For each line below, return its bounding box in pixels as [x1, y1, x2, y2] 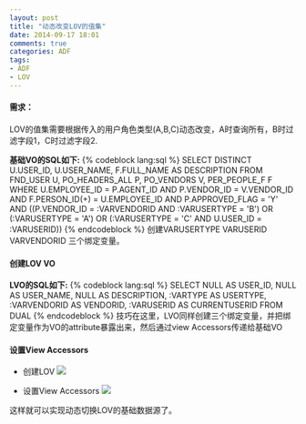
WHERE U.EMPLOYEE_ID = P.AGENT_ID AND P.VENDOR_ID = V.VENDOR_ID [9, 184, 294, 195]
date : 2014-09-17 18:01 [9, 30, 100, 39]
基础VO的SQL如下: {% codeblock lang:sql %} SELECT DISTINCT [9, 154, 252, 165]
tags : [9, 56, 30, 65]
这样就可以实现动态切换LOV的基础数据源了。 [9, 405, 178, 416]
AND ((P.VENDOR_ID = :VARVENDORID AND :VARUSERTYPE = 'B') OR [9, 203, 273, 214]
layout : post [9, 13, 59, 23]
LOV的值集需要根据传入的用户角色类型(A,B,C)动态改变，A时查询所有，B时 [9, 124, 286, 135]
